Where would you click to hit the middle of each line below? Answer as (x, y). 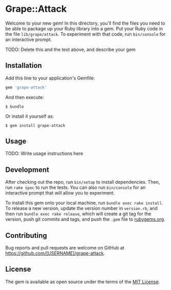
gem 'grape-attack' (26, 87)
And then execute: (25, 97)
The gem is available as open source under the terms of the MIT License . (83, 282)
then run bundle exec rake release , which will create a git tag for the (78, 214)
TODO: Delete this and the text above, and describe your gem (71, 49)
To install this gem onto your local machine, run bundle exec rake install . (84, 203)
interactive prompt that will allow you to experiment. (60, 193)
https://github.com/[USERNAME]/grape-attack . (55, 253)
